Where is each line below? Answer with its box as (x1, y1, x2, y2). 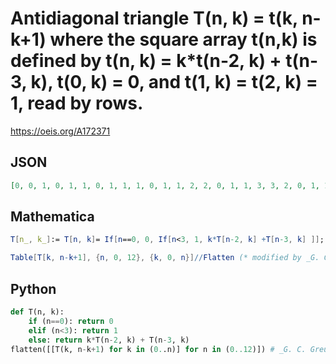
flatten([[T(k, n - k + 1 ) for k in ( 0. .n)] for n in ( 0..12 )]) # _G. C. (10, 344, 307, 354)
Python (10, 280, 57, 297)
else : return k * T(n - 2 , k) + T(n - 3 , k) (28, 335, 190, 345)
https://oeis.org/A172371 (10, 125, 111, 137)
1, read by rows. (10, 92, 144, 115)
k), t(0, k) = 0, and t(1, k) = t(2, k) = (30, 71, 318, 94)
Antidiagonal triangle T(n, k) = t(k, (10, 7, 298, 30)
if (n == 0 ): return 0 (28, 316, 114, 326)
